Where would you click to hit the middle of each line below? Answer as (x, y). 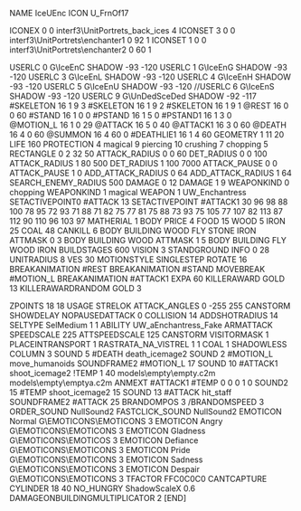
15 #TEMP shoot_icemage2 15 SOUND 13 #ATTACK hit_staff (121, 392)
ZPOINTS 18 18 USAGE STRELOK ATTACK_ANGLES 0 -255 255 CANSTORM (150, 306)
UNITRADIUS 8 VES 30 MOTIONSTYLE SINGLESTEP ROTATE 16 (128, 260)
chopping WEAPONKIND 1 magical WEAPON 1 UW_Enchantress (128, 192)
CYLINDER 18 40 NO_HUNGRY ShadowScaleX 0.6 (103, 488)
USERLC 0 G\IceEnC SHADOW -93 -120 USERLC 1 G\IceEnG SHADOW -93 (148, 67)
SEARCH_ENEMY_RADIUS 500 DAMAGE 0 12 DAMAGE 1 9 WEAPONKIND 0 (150, 183)
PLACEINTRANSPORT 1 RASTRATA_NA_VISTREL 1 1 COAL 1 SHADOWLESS (148, 344)
